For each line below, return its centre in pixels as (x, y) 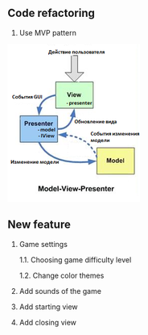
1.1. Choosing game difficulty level (75, 260)
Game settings (43, 244)
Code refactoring (51, 13)
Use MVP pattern (48, 32)
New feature (39, 225)
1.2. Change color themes (62, 275)
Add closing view (48, 322)
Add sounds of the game (60, 291)
